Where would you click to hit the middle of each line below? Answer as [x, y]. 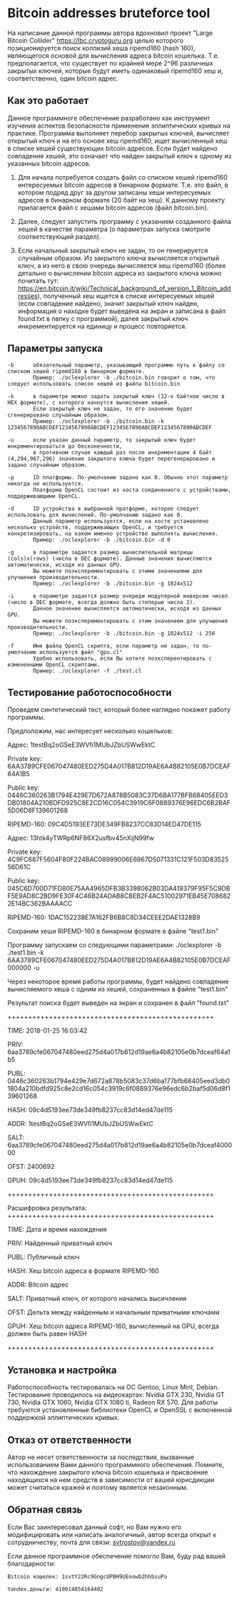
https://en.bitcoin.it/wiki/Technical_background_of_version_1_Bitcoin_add [124, 288]
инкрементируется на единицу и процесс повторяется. [102, 326]
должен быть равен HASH [47, 1334]
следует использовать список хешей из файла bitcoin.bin [94, 384]
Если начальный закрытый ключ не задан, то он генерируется [113, 250]
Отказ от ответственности [70, 1440]
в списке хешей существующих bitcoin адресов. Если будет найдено [112, 148]
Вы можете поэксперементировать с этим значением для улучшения [131, 621]
